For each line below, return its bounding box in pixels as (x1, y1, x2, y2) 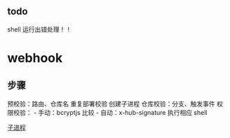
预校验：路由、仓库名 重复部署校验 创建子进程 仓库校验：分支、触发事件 (7, 99, 215, 108)
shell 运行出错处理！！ (7, 25, 72, 34)
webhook (7, 50, 63, 66)
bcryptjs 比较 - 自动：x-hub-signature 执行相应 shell (56, 108, 208, 116)
